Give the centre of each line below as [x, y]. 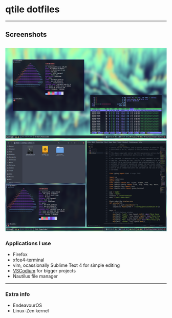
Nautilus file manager [35, 276]
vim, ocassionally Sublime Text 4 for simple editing [66, 265]
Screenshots [26, 35]
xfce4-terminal [28, 260]
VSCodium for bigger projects [44, 271]
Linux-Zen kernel [31, 311]
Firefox [20, 255]
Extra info [18, 294]
